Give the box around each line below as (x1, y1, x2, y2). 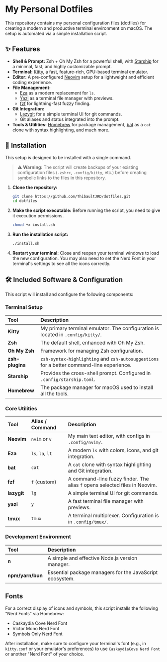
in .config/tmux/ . (68, 518, 108, 525)
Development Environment (5, 533, 71, 540)
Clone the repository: (12, 184, 58, 190)
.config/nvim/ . (68, 439, 103, 446)
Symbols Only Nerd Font (12, 631, 63, 637)
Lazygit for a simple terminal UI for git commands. (19, 111, 122, 117)
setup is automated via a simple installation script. (5, 30, 107, 36)
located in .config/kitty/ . (40, 331, 102, 338)
